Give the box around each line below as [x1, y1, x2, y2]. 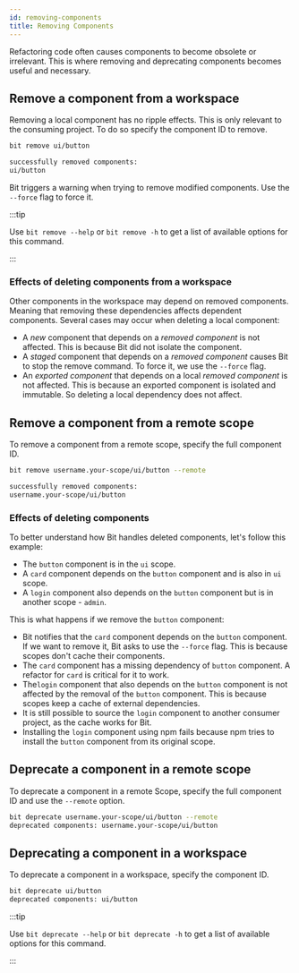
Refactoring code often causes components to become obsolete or [9, 46, 257, 56]
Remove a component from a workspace [9, 90, 240, 106]
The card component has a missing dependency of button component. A [21, 660, 291, 670]
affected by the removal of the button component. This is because [21, 688, 267, 699]
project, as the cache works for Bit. [21, 717, 152, 728]
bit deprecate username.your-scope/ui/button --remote [9, 812, 218, 822]
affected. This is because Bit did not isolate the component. [21, 342, 243, 353]
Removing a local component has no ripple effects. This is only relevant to [9, 115, 282, 125]
